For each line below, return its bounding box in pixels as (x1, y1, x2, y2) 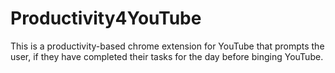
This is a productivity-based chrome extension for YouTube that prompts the (10, 40, 325, 52)
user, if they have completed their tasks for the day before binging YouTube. (10, 50, 324, 62)
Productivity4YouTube (10, 7, 202, 30)
